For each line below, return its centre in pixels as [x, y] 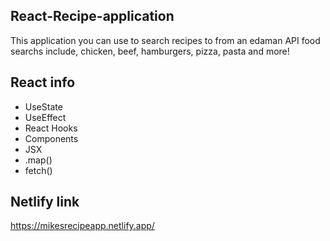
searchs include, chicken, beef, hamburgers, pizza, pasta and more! [150, 51]
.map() [38, 160]
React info [43, 82]
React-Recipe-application [92, 16]
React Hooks [51, 128]
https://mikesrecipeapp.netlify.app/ [82, 226]
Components [51, 138]
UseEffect [45, 117]
